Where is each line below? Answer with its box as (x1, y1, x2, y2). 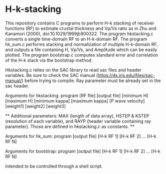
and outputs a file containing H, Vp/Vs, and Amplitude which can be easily (5, 46, 158, 52)
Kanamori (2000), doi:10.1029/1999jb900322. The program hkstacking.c (5, 30, 154, 36)
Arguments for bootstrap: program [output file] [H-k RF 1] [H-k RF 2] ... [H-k (5, 148, 161, 154)
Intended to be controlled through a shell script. (5, 163, 103, 169)
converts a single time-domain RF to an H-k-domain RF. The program (5, 36, 148, 42)
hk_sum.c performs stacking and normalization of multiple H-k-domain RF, (5, 41, 158, 47)
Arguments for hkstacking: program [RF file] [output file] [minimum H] (5, 92, 149, 98)
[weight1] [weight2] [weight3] (5, 103, 66, 109)
